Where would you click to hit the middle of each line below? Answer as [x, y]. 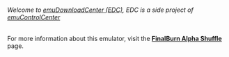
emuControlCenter [34, 17]
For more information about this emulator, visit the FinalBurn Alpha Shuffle [115, 39]
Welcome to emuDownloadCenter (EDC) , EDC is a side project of [100, 10]
